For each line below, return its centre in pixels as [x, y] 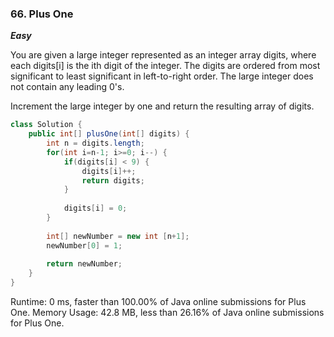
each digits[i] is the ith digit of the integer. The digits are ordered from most [165, 66]
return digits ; [113, 180]
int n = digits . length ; [95, 143]
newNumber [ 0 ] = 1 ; [84, 245]
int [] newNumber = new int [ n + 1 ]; [118, 236]
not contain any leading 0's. [67, 87]
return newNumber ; [84, 264]
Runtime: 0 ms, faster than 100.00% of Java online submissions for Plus [158, 302]
